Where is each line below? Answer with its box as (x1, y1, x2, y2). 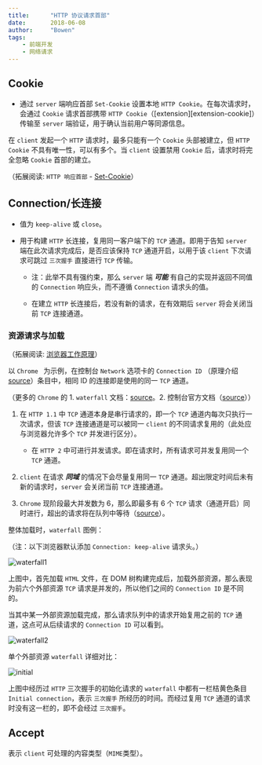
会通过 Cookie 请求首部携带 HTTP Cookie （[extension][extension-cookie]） (19, 108, 256, 118)
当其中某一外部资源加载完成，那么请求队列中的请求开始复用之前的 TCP (8, 609, 234, 619)
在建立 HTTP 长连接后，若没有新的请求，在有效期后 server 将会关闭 (31, 298, 246, 308)
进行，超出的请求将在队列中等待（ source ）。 (26, 508, 170, 518)
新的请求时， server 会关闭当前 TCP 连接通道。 (19, 481, 168, 491)
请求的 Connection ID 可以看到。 (62, 620, 168, 629)
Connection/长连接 (8, 197, 102, 210)
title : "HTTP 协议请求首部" (8, 11, 111, 20)
